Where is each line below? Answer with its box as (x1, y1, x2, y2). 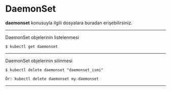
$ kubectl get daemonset (5, 44, 58, 49)
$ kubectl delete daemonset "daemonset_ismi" (5, 67, 103, 72)
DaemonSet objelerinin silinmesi (5, 58, 73, 64)
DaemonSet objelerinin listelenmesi (5, 34, 79, 40)
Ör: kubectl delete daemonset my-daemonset (5, 76, 99, 81)
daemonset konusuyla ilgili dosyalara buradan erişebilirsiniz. (5, 20, 132, 26)
